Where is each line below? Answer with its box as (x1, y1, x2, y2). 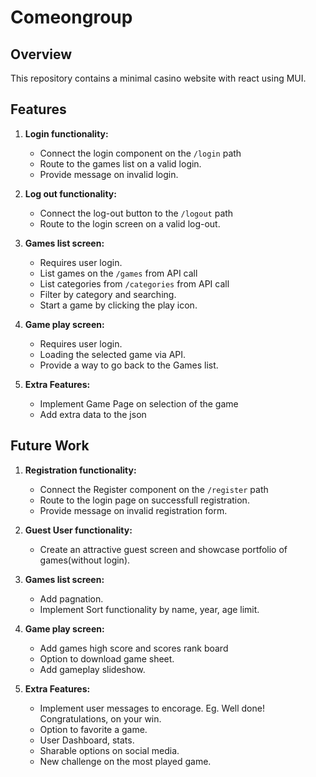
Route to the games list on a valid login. (39, 157, 202, 170)
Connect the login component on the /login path (39, 147, 242, 159)
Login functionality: (24, 127, 109, 140)
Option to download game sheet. (39, 652, 175, 665)
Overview (10, 46, 73, 63)
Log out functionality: (24, 187, 117, 200)
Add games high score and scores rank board (39, 642, 229, 654)
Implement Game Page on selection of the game (39, 397, 239, 410)
